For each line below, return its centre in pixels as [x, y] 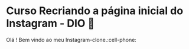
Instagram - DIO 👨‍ [50, 23]
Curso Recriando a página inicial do [95, 11]
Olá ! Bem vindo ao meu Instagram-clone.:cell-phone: [71, 40]
